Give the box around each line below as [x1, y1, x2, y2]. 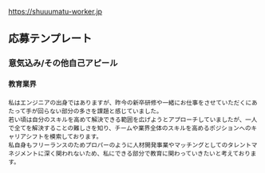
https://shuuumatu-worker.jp [8, 7, 102, 16]
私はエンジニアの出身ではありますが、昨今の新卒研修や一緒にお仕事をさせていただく [8, 99, 246, 107]
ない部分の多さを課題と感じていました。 [49, 107, 163, 115]
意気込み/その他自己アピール [8, 57, 118, 69]
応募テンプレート [8, 32, 93, 45]
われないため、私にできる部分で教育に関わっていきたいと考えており [61, 149, 251, 158]
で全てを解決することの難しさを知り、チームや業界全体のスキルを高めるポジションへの [8, 124, 251, 132]
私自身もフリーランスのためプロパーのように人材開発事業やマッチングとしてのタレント [8, 141, 251, 149]
